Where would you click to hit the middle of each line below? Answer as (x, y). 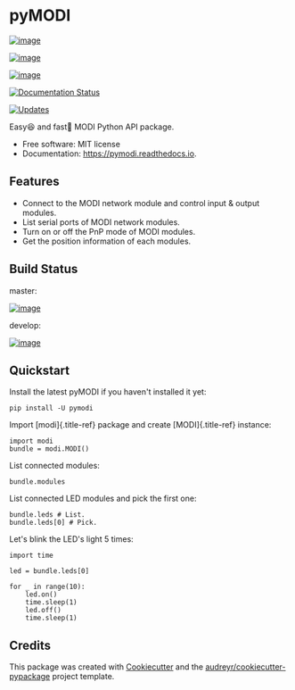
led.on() (41, 594)
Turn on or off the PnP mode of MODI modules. (109, 231)
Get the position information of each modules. (107, 241)
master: (23, 290)
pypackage (30, 677)
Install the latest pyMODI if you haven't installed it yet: (108, 392)
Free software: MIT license (71, 144)
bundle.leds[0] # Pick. (53, 523)
